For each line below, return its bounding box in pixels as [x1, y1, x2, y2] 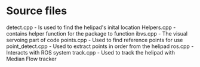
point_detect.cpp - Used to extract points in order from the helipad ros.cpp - [6, 43, 194, 50]
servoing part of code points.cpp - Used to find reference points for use [6, 36, 183, 43]
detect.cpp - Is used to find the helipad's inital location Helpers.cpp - [6, 24, 176, 31]
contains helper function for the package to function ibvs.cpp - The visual [6, 30, 188, 37]
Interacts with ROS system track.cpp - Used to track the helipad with [6, 49, 175, 56]
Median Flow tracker [6, 55, 57, 62]
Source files [6, 4, 67, 18]
